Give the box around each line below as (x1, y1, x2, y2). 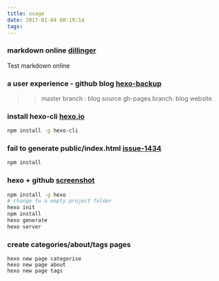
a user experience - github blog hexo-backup (7, 79, 162, 88)
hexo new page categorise (7, 255, 81, 262)
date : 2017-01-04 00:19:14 (7, 17, 85, 23)
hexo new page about (7, 262, 67, 269)
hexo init (7, 204, 36, 211)
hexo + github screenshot (7, 175, 95, 185)
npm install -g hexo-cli (7, 127, 79, 135)
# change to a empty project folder (7, 197, 112, 204)
